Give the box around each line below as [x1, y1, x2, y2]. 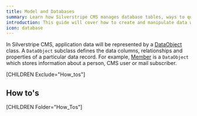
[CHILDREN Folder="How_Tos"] [6, 104, 83, 111]
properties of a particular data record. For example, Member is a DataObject [6, 53, 189, 60]
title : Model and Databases [6, 8, 75, 15]
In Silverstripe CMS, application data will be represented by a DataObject [6, 41, 182, 48]
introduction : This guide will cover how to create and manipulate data [6, 19, 188, 25]
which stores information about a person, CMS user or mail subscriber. [6, 60, 177, 67]
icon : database [6, 25, 43, 31]
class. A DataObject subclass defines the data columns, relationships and [6, 47, 183, 54]
